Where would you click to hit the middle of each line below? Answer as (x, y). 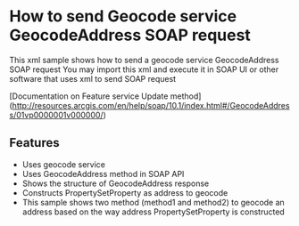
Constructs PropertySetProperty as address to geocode (125, 192)
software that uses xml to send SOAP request (93, 78)
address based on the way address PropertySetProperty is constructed (154, 212)
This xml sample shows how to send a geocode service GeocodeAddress (144, 60)
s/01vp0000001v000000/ (57, 115)
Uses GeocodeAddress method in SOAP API (103, 174)
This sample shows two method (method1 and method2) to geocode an (154, 202)
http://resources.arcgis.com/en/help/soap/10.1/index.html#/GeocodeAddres (151, 105)
